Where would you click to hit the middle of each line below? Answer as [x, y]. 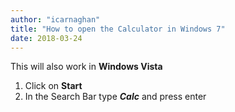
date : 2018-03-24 [46, 38]
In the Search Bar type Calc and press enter [115, 97]
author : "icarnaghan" [55, 19]
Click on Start [53, 86]
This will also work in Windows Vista [86, 67]
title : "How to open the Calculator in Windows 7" [118, 29]
